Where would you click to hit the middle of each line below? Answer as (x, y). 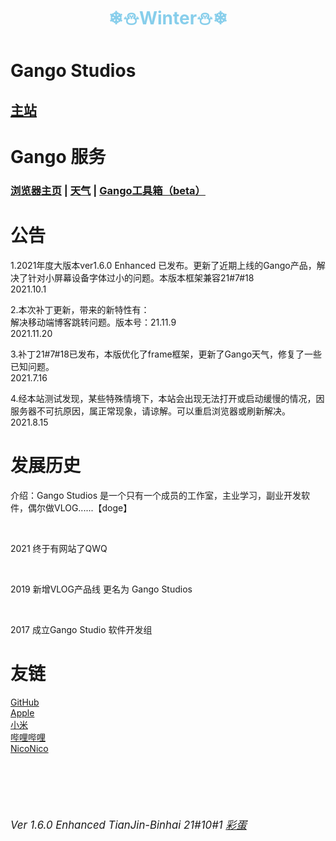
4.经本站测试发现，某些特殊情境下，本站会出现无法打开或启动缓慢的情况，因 (167, 398)
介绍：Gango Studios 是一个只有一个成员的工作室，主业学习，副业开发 (156, 495)
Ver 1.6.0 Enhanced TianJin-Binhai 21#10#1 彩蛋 (128, 825)
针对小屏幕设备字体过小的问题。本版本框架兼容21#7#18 (141, 277)
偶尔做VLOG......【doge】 (80, 507)
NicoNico (29, 748)
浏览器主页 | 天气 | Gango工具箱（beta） (108, 190)
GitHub (25, 702)
